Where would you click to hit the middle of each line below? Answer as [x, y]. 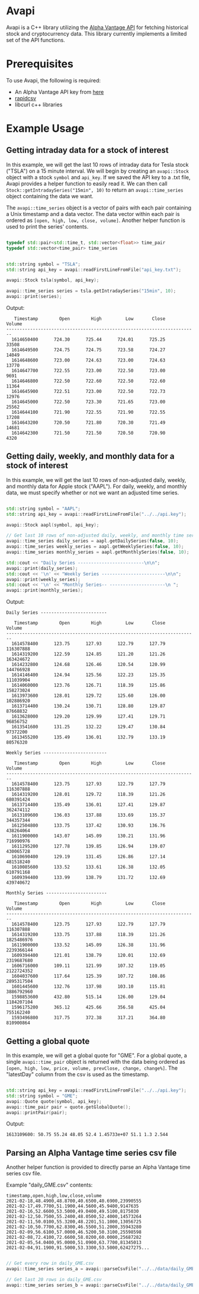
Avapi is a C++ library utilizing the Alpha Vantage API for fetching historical [97, 27]
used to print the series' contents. [47, 226]
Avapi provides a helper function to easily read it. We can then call [87, 183]
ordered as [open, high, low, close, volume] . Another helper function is [96, 220]
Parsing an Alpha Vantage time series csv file [92, 1153]
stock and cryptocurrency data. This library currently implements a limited [97, 33]
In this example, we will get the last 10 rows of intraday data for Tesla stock [97, 164]
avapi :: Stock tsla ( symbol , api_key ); [53, 280]
